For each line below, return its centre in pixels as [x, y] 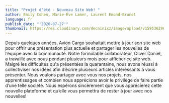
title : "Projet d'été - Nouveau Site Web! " [53, 10]
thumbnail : [17, 29]
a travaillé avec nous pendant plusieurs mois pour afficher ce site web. [78, 59]
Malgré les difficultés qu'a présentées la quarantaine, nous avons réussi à [81, 64]
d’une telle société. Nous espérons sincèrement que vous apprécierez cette [83, 85]
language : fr [19, 19]
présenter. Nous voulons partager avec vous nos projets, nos [68, 75]
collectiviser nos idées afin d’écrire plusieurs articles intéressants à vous [80, 70]
